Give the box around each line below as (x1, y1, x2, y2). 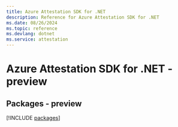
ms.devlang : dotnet (6, 31, 55, 37)
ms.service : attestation (6, 36, 68, 42)
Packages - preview (6, 98, 82, 109)
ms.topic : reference (6, 25, 58, 32)
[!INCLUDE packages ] (6, 114, 61, 121)
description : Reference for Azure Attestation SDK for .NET (6, 14, 160, 20)
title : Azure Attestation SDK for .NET (6, 8, 106, 15)
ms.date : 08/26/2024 (6, 20, 58, 26)
